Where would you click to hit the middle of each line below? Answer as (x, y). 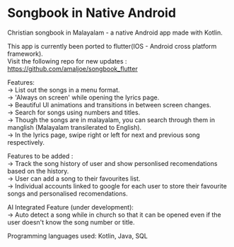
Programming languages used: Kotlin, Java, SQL (78, 236)
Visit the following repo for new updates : (67, 61)
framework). (25, 54)
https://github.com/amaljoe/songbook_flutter (72, 68)
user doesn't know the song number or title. (71, 222)
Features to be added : (40, 156)
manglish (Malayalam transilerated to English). (75, 127)
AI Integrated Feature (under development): (71, 207)
